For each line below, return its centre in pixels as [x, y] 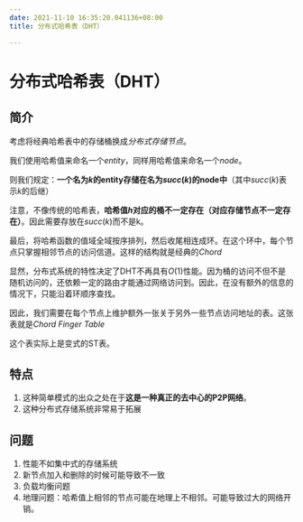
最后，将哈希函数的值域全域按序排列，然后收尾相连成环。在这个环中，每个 [147, 240]
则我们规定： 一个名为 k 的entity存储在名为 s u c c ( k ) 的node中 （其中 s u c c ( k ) [144, 179]
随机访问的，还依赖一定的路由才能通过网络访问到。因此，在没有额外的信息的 [151, 282]
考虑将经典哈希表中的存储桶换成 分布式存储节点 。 [100, 141]
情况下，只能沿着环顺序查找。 [64, 294]
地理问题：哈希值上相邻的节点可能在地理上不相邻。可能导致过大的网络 [153, 498]
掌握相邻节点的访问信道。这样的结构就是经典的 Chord [124, 252]
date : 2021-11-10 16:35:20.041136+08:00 [87, 18]
